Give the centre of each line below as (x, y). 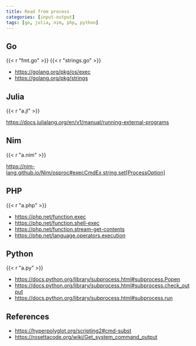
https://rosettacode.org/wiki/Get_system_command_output (86, 337)
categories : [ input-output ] (41, 17)
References (28, 316)
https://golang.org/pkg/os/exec (53, 72)
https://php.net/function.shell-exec (57, 223)
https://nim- (21, 166)
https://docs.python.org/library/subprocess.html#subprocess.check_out (102, 285)
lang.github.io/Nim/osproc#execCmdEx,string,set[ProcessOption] (86, 172)
